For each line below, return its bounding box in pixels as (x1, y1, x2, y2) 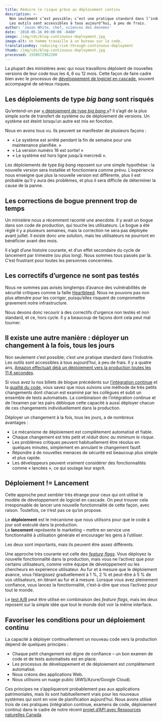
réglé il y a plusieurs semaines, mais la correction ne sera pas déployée (5, 228, 148, 233)
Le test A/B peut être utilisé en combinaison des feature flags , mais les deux (5, 597, 158, 603)
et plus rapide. (12, 454, 41, 460)
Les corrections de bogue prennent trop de (5, 197, 137, 205)
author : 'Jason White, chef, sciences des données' (5, 25, 112, 30)
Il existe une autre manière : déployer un (5, 334, 129, 342)
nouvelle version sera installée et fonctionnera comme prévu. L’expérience (5, 167, 154, 173)
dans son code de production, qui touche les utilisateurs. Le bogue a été (5, 222, 150, 228)
